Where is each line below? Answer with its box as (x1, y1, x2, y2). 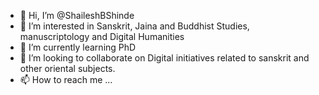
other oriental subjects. (19, 63, 116, 74)
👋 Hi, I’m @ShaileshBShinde (19, 10, 135, 21)
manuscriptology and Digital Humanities (19, 31, 185, 42)
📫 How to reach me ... (19, 74, 113, 85)
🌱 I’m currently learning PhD (19, 41, 137, 53)
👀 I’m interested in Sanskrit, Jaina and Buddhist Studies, (19, 20, 250, 32)
